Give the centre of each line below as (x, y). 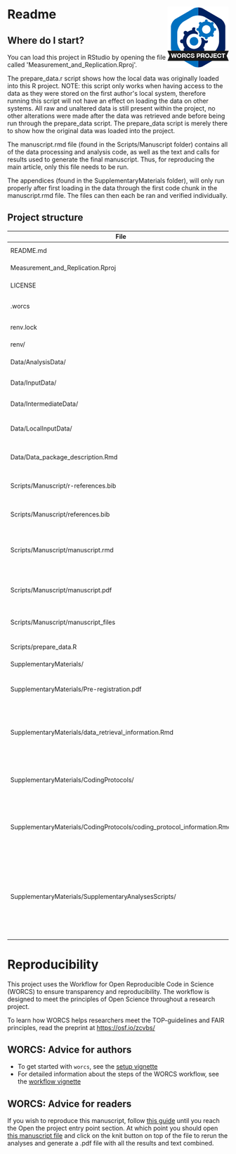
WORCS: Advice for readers (70, 1104)
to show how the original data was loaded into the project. (91, 131)
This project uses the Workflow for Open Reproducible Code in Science (111, 984)
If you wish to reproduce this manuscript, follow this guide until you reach (113, 1121)
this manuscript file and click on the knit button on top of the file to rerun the (118, 1136)
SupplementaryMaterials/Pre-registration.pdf (76, 689)
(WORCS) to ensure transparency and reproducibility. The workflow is (108, 991)
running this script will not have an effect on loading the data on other (108, 101)
